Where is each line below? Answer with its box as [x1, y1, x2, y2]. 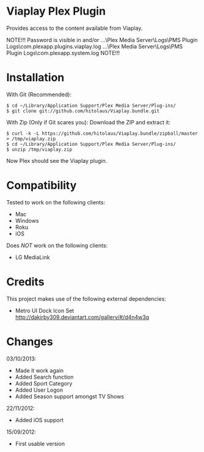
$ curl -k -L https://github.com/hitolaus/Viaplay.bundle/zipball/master [6, 130, 199, 137]
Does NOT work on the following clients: [6, 242, 108, 249]
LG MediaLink [15, 253, 50, 260]
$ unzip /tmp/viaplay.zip [6, 146, 72, 152]
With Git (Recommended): [6, 90, 72, 98]
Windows [15, 217, 39, 224]
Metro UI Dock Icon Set [15, 307, 75, 314]
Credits [6, 275, 45, 289]
